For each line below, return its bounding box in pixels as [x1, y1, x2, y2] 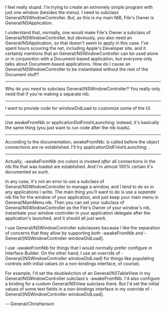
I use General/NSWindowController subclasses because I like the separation [5, 225, 161, 230]
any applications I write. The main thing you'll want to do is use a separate [5, 189, 157, 195]
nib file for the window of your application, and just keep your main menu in [5, 194, 159, 200]
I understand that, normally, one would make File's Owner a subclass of [5, 30, 151, 35]
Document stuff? [5, 72, 40, 77]
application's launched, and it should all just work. [5, 215, 107, 221]
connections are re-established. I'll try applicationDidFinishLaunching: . [5, 144, 150, 150]
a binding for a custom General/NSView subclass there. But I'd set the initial [5, 281, 160, 286]
